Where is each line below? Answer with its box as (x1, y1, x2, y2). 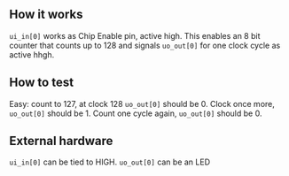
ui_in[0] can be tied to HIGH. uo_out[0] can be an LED (9, 157, 211, 167)
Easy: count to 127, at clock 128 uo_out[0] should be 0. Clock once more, (9, 98, 275, 109)
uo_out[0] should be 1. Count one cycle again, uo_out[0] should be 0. (9, 108, 262, 119)
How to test (9, 75, 74, 90)
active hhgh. (9, 49, 55, 60)
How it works (9, 7, 83, 22)
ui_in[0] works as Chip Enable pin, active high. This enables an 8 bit (9, 30, 261, 41)
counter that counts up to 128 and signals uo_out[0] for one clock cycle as (9, 40, 281, 50)
